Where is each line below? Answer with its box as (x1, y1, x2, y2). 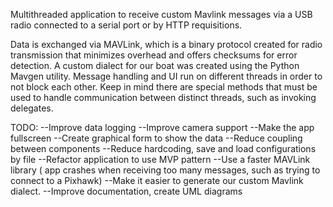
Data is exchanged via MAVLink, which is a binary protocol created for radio (10, 39, 323, 50)
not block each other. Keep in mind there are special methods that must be (10, 81, 318, 93)
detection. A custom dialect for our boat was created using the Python (10, 60, 300, 71)
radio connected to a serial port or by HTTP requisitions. (10, 19, 243, 31)
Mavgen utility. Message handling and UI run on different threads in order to (10, 70, 323, 82)
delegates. (10, 102, 54, 114)
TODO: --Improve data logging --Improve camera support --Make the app (10, 122, 315, 133)
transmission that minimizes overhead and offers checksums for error (10, 49, 298, 61)
